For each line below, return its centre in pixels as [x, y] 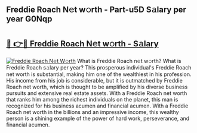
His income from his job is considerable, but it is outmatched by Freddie [95, 80]
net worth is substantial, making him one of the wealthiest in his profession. [99, 74]
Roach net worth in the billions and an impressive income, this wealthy [93, 112]
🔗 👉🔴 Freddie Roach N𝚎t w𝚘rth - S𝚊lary [83, 44]
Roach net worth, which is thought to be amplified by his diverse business [97, 87]
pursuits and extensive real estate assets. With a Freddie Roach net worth [97, 93]
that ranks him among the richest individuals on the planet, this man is [92, 99]
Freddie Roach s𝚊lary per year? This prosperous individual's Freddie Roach [99, 67]
